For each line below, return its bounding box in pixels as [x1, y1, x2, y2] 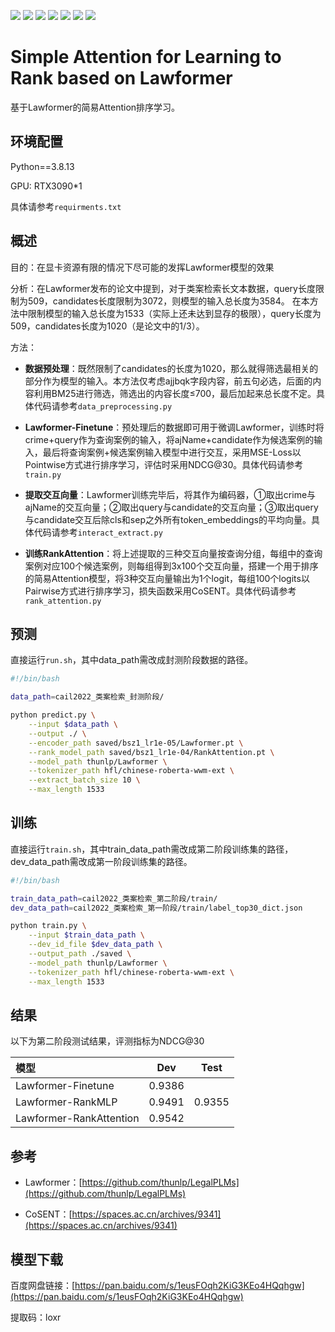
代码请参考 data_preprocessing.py [33, 400, 173, 412]
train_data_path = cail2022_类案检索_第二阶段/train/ [10, 893, 218, 904]
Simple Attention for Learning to [10, 46, 282, 69]
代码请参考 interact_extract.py [33, 526, 163, 538]
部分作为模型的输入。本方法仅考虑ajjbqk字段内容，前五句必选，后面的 [24, 375, 313, 387]
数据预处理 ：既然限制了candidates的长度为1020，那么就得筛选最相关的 [24, 362, 319, 374]
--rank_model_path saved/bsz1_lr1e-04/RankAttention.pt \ [28, 747, 275, 757]
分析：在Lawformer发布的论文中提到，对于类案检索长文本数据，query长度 [10, 282, 316, 294]
